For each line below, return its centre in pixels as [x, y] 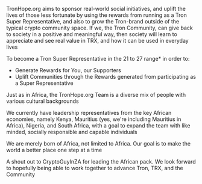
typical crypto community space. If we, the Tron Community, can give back [99, 28]
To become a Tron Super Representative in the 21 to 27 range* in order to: [98, 59]
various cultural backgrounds [43, 101]
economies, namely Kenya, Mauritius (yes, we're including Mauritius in [94, 119]
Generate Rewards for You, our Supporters [68, 70]
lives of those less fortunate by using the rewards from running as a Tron [96, 15]
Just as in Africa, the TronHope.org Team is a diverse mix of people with [96, 95]
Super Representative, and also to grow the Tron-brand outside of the [93, 21]
